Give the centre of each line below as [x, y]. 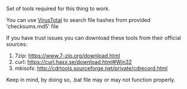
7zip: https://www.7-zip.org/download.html [67, 55]
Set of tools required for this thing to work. [58, 9]
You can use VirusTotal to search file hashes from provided [78, 20]
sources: [17, 44]
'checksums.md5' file [32, 26]
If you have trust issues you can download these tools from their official [93, 38]
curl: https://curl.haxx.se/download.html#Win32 [73, 62]
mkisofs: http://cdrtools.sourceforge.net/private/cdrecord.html [91, 68]
